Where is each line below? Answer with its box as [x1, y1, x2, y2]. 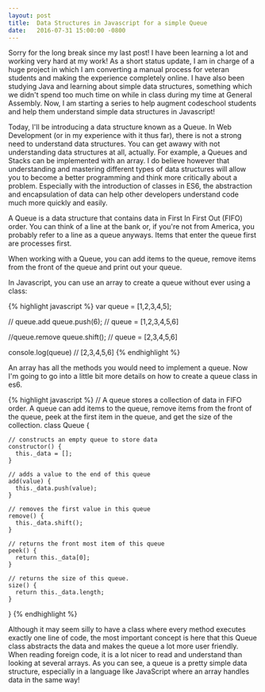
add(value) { [8, 477, 52, 486]
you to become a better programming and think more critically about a [8, 173, 238, 182]
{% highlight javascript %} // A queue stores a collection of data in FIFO [8, 396, 242, 405]
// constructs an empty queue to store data [8, 436, 158, 444]
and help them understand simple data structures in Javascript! [8, 107, 216, 117]
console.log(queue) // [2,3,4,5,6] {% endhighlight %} [8, 348, 181, 357]
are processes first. [8, 239, 72, 248]
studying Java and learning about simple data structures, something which [8, 82, 252, 91]
